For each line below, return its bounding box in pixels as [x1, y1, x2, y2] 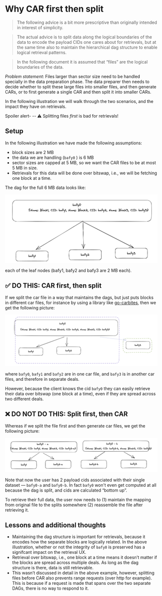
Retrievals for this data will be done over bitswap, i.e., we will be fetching [12, 170, 157, 176]
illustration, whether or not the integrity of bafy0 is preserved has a [12, 544, 145, 550]
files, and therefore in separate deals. [5, 376, 80, 382]
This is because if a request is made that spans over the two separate [12, 580, 151, 586]
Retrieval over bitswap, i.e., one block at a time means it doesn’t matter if [12, 555, 157, 561]
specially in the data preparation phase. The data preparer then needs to [5, 79, 150, 85]
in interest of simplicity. [16, 24, 64, 30]
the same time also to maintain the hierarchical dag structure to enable [16, 44, 158, 50]
